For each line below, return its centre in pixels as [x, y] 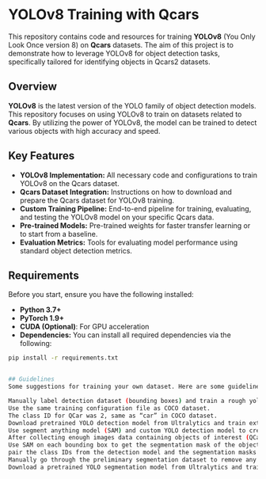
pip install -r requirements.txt [63, 358]
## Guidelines [32, 379]
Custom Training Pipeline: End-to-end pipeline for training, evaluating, [135, 208]
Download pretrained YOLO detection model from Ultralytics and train [127, 423]
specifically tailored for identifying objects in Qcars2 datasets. [110, 62]
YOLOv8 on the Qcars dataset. [70, 183]
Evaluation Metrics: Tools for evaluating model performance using [129, 242]
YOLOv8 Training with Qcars [104, 15]
